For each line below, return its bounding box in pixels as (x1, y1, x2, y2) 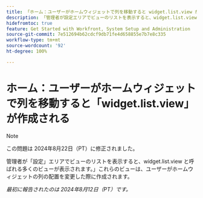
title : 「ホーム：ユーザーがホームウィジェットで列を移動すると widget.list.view (6, 8, 192, 15)
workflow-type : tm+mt (6, 37, 61, 43)
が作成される (6, 111, 71, 125)
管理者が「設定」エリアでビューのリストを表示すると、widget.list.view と (6, 157, 189, 165)
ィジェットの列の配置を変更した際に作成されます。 (6, 173, 133, 180)
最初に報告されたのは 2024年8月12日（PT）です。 (6, 185, 132, 193)
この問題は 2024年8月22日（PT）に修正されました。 (6, 145, 138, 152)
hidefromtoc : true (6, 20, 53, 26)
